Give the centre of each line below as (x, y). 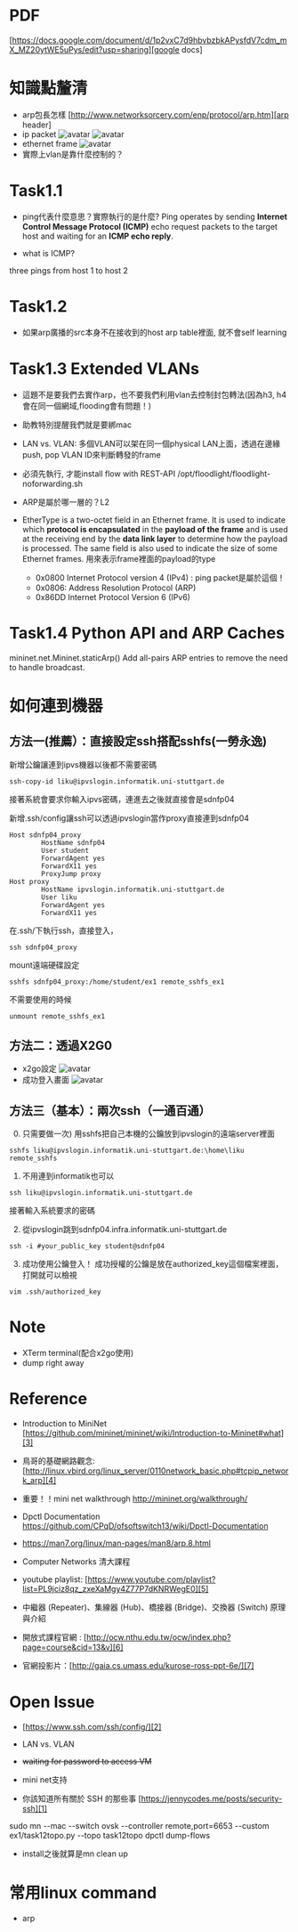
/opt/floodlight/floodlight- (224, 474)
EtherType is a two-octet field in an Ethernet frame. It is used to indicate (154, 520)
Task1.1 (36, 191)
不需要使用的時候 (40, 999)
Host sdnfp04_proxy (45, 835)
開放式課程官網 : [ (54, 1637)
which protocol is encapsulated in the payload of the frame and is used (155, 529)
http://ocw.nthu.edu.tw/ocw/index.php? (158, 1637)
